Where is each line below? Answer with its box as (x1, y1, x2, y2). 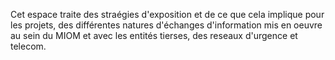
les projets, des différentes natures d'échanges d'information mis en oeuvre (10, 19, 323, 31)
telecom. (10, 40, 47, 52)
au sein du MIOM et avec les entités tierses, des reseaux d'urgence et (10, 30, 298, 41)
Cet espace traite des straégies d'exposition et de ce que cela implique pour (10, 9, 325, 20)
